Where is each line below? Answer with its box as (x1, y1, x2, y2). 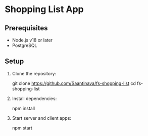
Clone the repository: (12, 70, 57, 76)
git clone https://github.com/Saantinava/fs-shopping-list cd (12, 80, 136, 86)
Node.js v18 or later (12, 37, 53, 43)
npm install (12, 105, 35, 111)
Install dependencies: (12, 95, 57, 102)
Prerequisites (5, 24, 48, 32)
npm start (12, 125, 32, 131)
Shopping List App (5, 4, 84, 15)
